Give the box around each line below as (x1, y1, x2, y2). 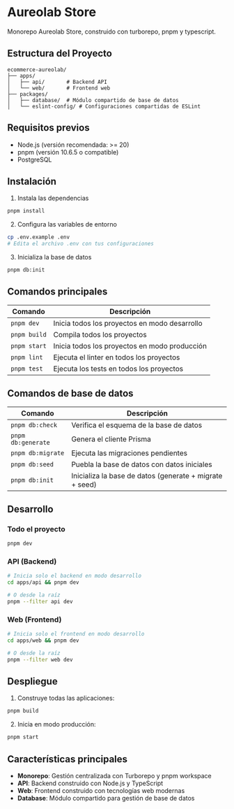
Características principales (7, 753, 127, 765)
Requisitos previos (7, 122, 90, 134)
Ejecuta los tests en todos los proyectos (53, 364, 183, 373)
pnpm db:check (10, 421, 58, 429)
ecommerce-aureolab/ (7, 66, 68, 73)
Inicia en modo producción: (17, 720, 96, 729)
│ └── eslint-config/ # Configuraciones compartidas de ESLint (7, 103, 201, 110)
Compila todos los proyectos (53, 329, 148, 339)
